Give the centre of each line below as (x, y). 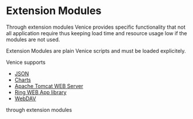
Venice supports (26, 62)
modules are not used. (33, 39)
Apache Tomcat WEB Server (49, 86)
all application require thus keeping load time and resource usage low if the (96, 33)
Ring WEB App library (40, 92)
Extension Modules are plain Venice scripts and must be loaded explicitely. (96, 50)
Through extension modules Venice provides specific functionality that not (96, 27)
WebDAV (25, 98)
